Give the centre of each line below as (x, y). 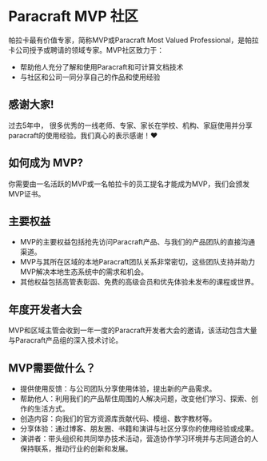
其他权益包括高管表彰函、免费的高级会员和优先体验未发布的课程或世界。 (139, 282)
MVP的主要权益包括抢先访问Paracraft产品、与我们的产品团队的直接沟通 (137, 242)
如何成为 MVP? (46, 163)
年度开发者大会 (45, 310)
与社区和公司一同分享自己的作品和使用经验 (90, 77)
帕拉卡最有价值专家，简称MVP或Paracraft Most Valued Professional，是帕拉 (134, 40)
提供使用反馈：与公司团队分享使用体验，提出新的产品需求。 (118, 389)
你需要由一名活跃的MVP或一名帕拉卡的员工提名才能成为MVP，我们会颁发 (129, 184)
